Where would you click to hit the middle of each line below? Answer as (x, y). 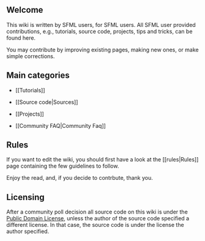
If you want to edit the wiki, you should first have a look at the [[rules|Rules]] (102, 160)
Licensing (25, 197)
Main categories (38, 76)
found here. (21, 38)
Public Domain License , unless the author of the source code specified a (98, 218)
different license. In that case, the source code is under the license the (95, 225)
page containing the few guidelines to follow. (63, 166)
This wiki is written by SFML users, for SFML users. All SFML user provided (101, 24)
